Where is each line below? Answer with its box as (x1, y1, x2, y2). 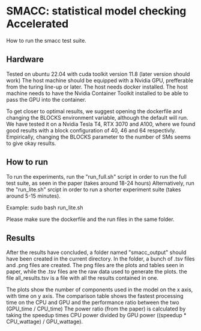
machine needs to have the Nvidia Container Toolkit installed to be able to (6, 89, 189, 97)
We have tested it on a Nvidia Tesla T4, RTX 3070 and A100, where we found (6, 120, 196, 128)
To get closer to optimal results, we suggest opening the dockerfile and (6, 107, 183, 115)
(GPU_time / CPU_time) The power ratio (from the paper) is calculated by (6, 305, 186, 312)
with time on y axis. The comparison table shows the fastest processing (6, 292, 184, 300)
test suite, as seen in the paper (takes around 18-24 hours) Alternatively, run (6, 179, 195, 187)
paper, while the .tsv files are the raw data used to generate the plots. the (6, 268, 187, 275)
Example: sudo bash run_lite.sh (6, 203, 83, 211)
